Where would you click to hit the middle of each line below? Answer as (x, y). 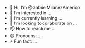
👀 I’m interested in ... (31, 13)
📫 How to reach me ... (33, 29)
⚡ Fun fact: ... (23, 41)
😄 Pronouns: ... (26, 36)
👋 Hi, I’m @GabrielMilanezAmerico (45, 8)
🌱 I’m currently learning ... (36, 18)
